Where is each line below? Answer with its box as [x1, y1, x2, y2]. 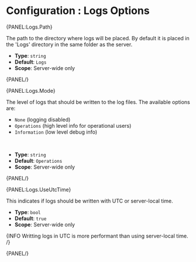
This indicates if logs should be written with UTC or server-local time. [6, 197, 174, 204]
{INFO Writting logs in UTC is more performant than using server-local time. [6, 232, 188, 239]
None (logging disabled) [14, 116, 71, 123]
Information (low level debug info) [14, 128, 98, 135]
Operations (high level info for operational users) [14, 122, 132, 129]
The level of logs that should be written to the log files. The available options [6, 98, 190, 106]
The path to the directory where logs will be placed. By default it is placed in [6, 34, 190, 41]
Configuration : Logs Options [6, 4, 150, 18]
